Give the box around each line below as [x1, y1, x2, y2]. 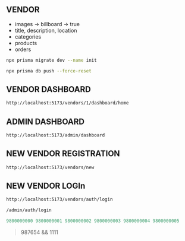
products [14, 39, 37, 46]
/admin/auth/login [6, 207, 52, 213]
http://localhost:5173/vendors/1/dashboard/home [6, 100, 129, 106]
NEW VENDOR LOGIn [6, 181, 86, 191]
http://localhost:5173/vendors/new [6, 164, 95, 170]
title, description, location [14, 27, 77, 34]
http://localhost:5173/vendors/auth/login [6, 196, 113, 202]
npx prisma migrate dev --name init [6, 57, 97, 63]
